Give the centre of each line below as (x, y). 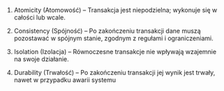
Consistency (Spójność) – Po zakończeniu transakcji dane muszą (107, 31)
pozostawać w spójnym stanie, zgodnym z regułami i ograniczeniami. (114, 38)
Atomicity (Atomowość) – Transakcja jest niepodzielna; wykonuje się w (115, 10)
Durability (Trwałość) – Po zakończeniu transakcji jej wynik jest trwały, (114, 73)
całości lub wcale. (40, 17)
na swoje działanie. (42, 59)
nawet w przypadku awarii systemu (65, 80)
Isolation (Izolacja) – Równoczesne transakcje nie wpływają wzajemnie (115, 52)
